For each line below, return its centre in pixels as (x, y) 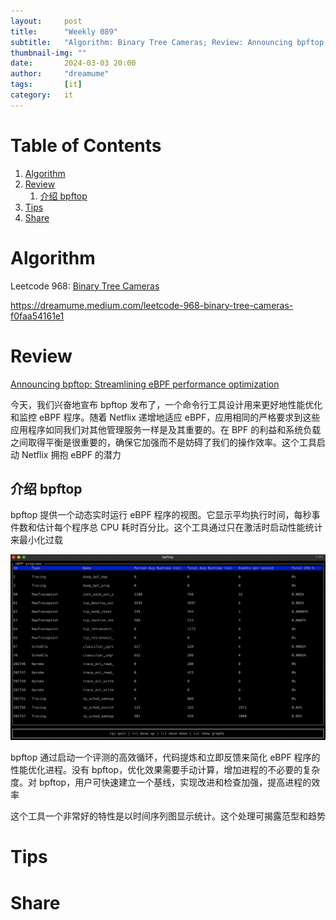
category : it (42, 95)
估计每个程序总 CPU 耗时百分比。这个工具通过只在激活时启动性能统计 (179, 527)
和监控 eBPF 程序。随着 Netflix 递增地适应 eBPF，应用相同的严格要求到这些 (165, 417)
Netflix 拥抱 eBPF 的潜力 (71, 454)
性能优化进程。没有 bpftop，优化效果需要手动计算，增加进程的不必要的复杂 (165, 770)
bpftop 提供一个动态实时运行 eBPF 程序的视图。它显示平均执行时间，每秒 (161, 515)
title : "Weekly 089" (64, 31)
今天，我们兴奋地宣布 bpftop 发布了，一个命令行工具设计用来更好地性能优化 (166, 404)
